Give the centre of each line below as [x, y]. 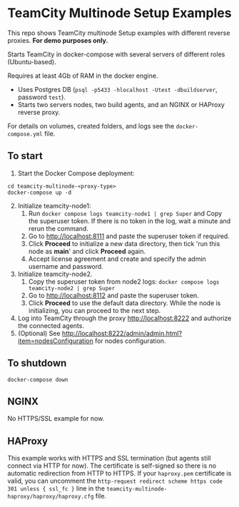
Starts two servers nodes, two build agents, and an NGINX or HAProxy [121, 104]
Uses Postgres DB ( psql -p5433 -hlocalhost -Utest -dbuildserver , [117, 89]
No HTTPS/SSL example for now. [56, 419]
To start [25, 156]
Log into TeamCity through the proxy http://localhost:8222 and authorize [124, 318]
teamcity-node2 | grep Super [72, 288]
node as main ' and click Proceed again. [87, 251]
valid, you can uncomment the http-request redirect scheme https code [115, 481]
